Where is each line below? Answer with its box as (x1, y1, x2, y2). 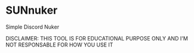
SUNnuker (5, 4, 58, 17)
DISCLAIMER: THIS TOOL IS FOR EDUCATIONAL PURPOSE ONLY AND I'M (5, 35, 189, 42)
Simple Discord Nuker (5, 23, 60, 30)
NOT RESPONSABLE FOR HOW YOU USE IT (5, 41, 113, 48)
